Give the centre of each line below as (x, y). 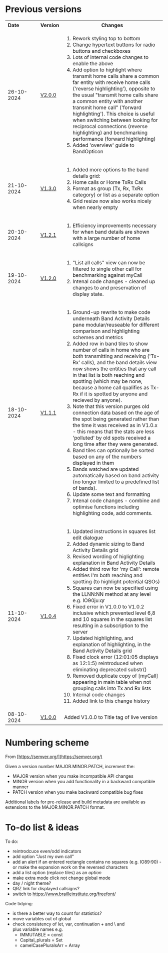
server (80, 631)
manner (20, 787)
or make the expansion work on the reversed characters (70, 867)
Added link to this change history (111, 701)
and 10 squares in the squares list (112, 619)
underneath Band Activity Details (111, 319)
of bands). (84, 488)
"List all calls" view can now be (109, 262)
